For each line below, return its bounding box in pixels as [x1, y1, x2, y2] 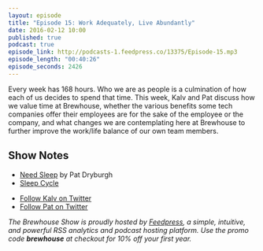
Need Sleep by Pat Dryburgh [19, 170, 113, 179]
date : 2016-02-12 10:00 [8, 26, 87, 34]
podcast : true [8, 41, 55, 49]
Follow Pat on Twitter [19, 201, 88, 211]
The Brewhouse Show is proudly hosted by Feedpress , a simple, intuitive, [8, 217, 246, 227]
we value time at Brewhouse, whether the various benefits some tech [8, 101, 233, 110]
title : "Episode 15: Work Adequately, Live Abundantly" [8, 19, 195, 27]
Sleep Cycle [19, 178, 59, 187]
